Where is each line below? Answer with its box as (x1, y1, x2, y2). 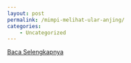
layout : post (7, 10, 45, 17)
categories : (7, 23, 41, 29)
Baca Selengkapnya (7, 48, 64, 56)
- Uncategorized (19, 29, 67, 36)
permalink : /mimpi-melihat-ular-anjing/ (7, 16, 125, 23)
